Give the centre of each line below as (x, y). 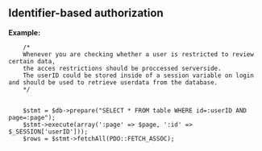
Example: (25, 32)
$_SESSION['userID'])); (48, 132)
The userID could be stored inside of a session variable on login (138, 75)
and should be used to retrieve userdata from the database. (113, 82)
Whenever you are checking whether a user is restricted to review (138, 54)
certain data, (32, 61)
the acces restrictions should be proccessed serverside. (122, 68)
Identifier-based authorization (86, 13)
